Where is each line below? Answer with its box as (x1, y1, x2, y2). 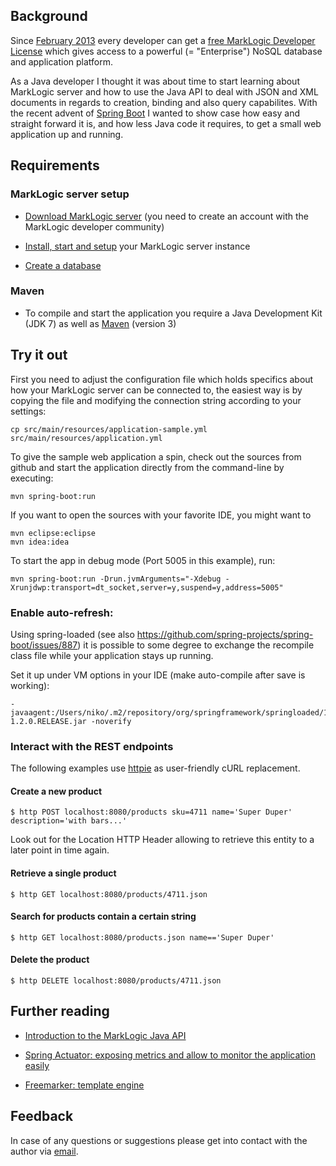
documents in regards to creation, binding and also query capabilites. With (10, 96, 318, 108)
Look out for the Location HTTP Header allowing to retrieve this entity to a (10, 834, 315, 846)
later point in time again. (10, 844, 110, 856)
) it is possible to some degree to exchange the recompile (77, 639, 315, 651)
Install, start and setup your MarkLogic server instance (24, 240, 251, 252)
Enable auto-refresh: (10, 605, 114, 619)
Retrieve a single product (10, 867, 117, 879)
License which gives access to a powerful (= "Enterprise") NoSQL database (10, 45, 323, 57)
